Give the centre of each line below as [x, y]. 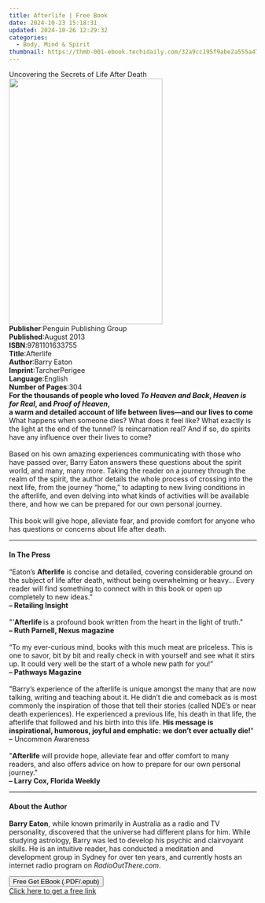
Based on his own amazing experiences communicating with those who [125, 454]
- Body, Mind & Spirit [53, 45]
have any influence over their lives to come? [80, 437]
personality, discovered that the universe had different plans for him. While [130, 832]
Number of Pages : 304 [46, 387]
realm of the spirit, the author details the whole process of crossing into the [131, 479]
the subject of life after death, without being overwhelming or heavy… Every [132, 580]
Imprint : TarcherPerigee [47, 370]
